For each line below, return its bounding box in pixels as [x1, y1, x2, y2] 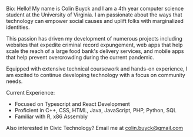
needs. [6, 78, 23, 85]
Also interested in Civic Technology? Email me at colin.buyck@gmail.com [6, 125, 184, 131]
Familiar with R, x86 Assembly [14, 113, 88, 120]
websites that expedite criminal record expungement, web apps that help [6, 41, 184, 48]
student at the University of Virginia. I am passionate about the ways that [6, 11, 182, 18]
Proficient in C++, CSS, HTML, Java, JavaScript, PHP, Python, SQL [14, 107, 177, 113]
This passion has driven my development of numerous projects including [6, 35, 182, 42]
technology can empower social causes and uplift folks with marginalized [6, 18, 184, 24]
